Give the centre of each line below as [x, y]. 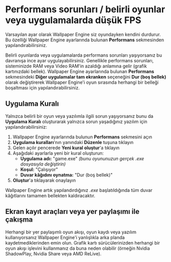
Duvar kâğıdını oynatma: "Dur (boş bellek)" [66, 175]
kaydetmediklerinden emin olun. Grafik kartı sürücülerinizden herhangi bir [83, 243]
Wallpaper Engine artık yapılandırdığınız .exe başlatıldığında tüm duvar [79, 190]
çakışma [19, 220]
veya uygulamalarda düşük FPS [73, 20]
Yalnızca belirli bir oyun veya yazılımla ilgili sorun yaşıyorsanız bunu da [79, 116]
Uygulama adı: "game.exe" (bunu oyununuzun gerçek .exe [82, 158]
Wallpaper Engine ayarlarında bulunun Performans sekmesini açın [82, 137]
